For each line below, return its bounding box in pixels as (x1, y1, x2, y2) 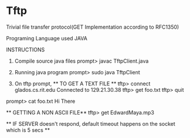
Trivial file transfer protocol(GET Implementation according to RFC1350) (6, 23, 179, 30)
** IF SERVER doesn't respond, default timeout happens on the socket (6, 120, 176, 127)
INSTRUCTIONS (6, 46, 45, 53)
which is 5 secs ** (6, 126, 50, 133)
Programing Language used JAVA (6, 34, 88, 42)
